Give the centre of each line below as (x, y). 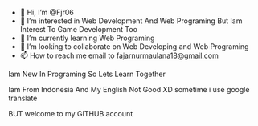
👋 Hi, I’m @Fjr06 (47, 12)
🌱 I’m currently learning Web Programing (87, 38)
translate (23, 98)
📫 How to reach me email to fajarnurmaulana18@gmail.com (119, 55)
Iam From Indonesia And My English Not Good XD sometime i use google (129, 89)
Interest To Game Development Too (79, 29)
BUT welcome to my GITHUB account (71, 114)
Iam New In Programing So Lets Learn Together (87, 74)
